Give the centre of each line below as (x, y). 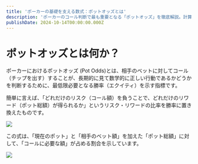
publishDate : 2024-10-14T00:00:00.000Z (55, 22)
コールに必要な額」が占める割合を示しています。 (83, 143)
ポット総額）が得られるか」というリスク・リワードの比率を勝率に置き (107, 105)
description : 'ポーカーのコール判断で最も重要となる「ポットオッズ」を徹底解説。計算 (99, 17)
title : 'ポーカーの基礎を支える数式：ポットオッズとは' (66, 11)
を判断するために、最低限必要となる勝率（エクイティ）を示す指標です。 (93, 85)
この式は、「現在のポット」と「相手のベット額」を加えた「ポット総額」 (93, 136)
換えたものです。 (27, 113)
